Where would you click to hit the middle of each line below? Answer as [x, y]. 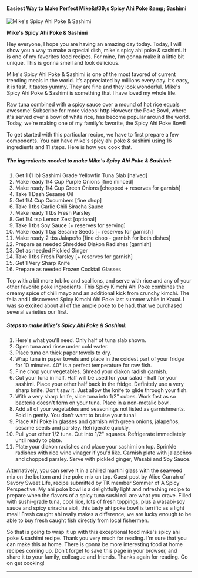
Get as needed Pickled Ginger [51, 251]
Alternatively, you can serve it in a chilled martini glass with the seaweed [95, 470]
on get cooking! [26, 563]
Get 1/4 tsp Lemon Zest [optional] [56, 219]
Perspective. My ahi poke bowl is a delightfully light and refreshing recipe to [98, 489]
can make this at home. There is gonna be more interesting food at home [95, 544]
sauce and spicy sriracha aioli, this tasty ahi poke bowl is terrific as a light [95, 508]
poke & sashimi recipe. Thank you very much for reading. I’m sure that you [97, 538]
